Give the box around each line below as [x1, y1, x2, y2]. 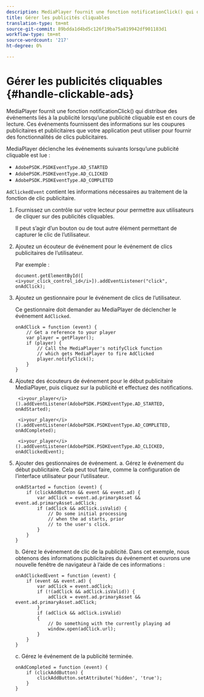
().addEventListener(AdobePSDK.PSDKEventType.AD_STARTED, [15, 401, 165, 407]
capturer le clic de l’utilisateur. [15, 231, 90, 238]
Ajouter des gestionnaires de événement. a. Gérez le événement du [15, 459, 184, 466]
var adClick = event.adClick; [37, 583, 114, 589]
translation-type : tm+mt [6, 20, 69, 26]
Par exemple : [15, 261, 50, 268]
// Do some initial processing [47, 510, 127, 517]
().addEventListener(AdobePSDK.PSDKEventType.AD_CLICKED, [15, 443, 165, 449]
